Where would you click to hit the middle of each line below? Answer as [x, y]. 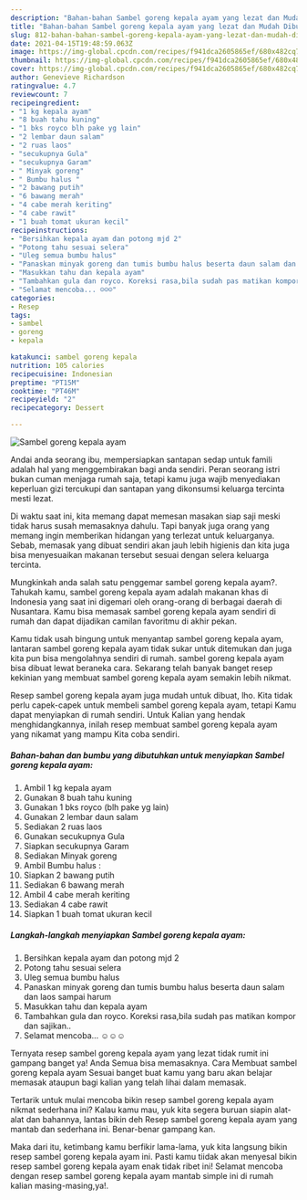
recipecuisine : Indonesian [61, 374]
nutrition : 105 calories [57, 365]
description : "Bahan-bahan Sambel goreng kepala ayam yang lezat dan [145, 18]
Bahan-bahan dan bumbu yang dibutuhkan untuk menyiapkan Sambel [148, 755]
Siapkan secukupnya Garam [77, 846]
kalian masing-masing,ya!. [60, 1185]
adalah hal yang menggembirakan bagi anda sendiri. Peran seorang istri [145, 469]
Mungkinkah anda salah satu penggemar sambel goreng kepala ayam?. [144, 582]
